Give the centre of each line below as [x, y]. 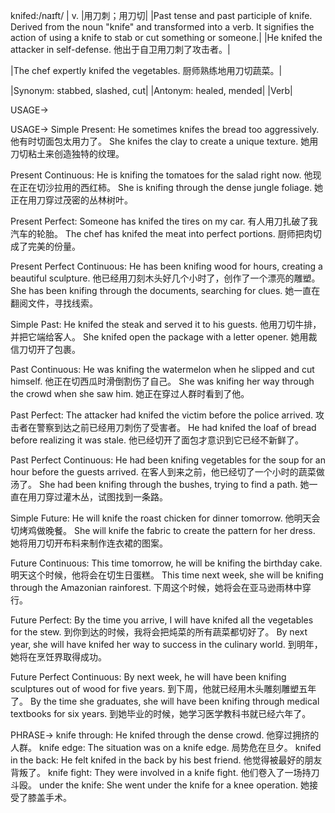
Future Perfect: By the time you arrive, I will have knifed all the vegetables [162, 620]
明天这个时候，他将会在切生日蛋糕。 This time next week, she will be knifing [167, 575]
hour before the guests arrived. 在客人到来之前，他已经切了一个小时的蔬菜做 [167, 472]
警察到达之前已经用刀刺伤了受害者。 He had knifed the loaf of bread [176, 427]
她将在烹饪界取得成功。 [58, 657]
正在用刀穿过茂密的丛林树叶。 [71, 200]
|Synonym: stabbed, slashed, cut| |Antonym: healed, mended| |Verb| [151, 90]
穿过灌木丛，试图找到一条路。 [106, 497]
